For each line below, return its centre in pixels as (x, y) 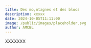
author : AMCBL (20, 28)
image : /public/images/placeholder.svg (46, 23)
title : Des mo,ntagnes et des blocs (42, 9)
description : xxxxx (25, 14)
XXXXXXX (15, 41)
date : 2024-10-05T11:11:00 (33, 18)
